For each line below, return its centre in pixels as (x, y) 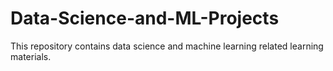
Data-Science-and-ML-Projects (145, 18)
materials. (31, 56)
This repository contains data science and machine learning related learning (167, 46)
